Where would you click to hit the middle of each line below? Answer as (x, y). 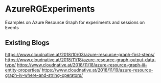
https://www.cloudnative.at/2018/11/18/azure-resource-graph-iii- (82, 65)
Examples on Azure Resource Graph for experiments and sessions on (75, 22)
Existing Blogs (27, 43)
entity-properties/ (23, 70)
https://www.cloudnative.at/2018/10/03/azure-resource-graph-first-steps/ (80, 54)
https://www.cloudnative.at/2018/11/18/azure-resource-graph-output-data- (81, 60)
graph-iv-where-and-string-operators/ (44, 75)
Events (12, 27)
